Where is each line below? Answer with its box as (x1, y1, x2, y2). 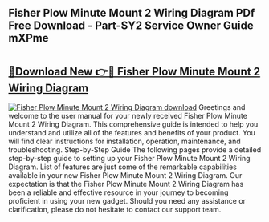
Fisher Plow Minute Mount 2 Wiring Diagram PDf (8, 6, 255, 20)
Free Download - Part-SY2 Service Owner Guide (8, 19, 255, 33)
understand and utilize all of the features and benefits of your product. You (8, 128, 255, 137)
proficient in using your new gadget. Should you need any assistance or (8, 196, 247, 205)
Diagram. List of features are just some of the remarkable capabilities (8, 162, 237, 172)
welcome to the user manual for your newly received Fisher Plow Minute (8, 111, 247, 120)
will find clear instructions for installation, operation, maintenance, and (8, 136, 241, 146)
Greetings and (198, 103, 246, 111)
